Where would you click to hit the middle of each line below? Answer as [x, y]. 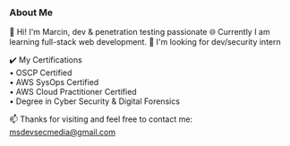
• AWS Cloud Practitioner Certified [73, 92]
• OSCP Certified [41, 73]
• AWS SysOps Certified [54, 82]
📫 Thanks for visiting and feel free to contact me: [101, 119]
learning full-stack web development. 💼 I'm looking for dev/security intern [145, 42]
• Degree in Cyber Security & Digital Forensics [95, 101]
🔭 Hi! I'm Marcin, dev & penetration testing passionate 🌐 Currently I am [140, 32]
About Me [31, 13]
